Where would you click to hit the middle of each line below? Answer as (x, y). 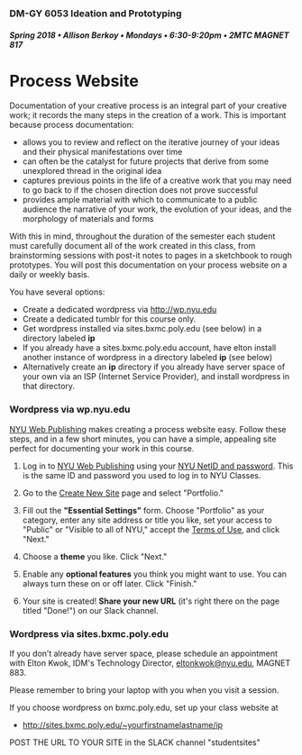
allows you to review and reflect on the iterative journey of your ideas (151, 142)
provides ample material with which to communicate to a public (140, 200)
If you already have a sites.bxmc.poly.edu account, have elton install (149, 348)
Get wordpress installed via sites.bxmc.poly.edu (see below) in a (142, 329)
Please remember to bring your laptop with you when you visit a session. (144, 690)
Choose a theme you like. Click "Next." (95, 556)
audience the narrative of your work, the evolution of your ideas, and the (157, 209)
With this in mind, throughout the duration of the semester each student (142, 236)
